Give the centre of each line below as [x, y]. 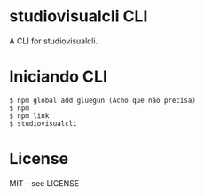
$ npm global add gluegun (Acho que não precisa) [103, 100]
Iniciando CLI [59, 77]
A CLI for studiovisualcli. [54, 41]
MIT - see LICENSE [44, 183]
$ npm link [29, 116]
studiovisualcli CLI [78, 16]
